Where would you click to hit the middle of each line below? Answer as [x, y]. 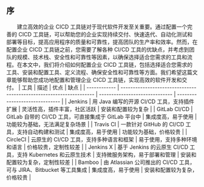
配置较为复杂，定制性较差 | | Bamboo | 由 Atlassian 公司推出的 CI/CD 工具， [101, 162]
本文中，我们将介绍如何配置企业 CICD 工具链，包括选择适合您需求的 [107, 64]
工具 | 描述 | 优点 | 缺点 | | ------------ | [70, 87]
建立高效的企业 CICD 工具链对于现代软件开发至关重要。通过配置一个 [102, 27]
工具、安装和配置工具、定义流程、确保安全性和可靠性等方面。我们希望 [94, 72]
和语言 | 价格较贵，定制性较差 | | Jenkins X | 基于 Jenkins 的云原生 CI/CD [97, 147]
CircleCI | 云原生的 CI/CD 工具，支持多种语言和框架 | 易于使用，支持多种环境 [102, 139]
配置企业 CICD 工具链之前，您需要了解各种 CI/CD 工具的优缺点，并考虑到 [98, 49]
